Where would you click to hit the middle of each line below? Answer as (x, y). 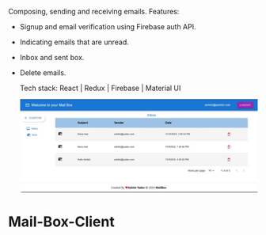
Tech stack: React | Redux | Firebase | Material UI (100, 88)
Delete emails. (43, 73)
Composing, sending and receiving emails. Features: (94, 11)
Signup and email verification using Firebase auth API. (108, 27)
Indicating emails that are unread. (74, 42)
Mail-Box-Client (61, 222)
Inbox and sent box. (52, 57)
